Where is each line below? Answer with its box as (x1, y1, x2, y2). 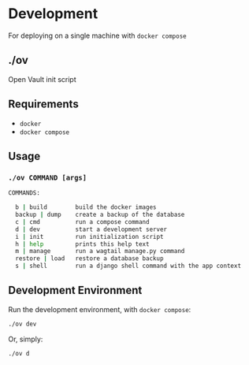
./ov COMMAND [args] (8, 173, 87, 182)
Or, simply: (8, 334, 43, 344)
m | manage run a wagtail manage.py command (15, 248, 185, 255)
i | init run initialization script (15, 233, 164, 240)
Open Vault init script (8, 74, 76, 84)
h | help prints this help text (15, 240, 150, 248)
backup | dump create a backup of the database (15, 210, 185, 218)
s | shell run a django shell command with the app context (15, 262, 242, 270)
